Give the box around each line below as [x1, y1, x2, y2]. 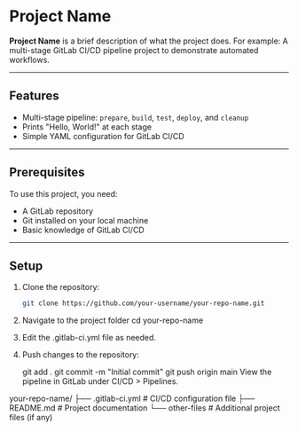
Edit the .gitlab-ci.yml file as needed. [21, 333, 157, 343]
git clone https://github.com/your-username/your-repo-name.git [21, 299, 265, 308]
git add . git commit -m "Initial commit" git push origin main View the [21, 366, 272, 378]
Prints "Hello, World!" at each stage [21, 121, 153, 132]
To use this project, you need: [9, 188, 118, 199]
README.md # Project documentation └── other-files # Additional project [9, 403, 281, 413]
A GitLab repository [21, 206, 94, 216]
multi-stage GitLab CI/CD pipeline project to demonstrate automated [9, 44, 259, 55]
